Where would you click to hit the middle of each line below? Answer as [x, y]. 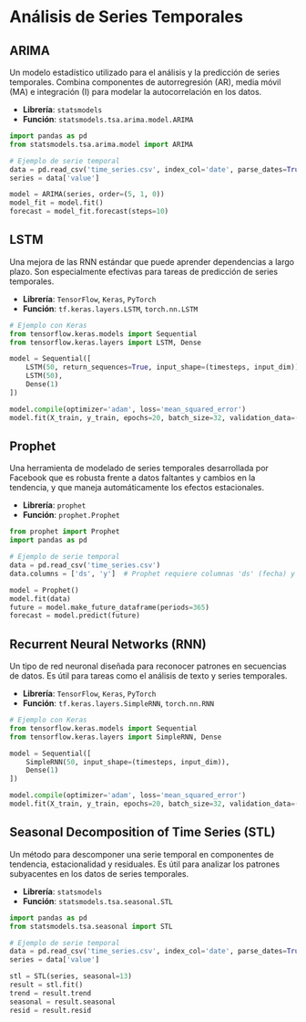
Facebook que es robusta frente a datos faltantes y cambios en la [133, 478]
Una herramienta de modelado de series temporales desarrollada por [139, 469]
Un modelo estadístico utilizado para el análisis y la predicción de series [145, 72]
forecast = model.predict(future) [75, 616]
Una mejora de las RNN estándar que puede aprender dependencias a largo [152, 261]
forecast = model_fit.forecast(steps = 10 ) [89, 212]
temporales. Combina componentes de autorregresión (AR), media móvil [145, 82]
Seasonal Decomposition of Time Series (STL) [143, 832]
